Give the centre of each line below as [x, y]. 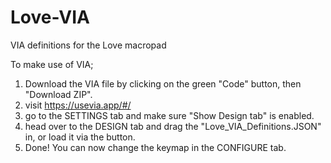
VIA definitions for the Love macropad [88, 45]
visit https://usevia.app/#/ [78, 105]
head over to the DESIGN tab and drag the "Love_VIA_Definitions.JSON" [173, 126]
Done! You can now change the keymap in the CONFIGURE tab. [155, 147]
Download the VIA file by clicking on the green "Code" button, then [163, 83]
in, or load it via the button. [80, 137]
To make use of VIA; [52, 64]
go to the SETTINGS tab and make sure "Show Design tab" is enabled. [169, 115]
